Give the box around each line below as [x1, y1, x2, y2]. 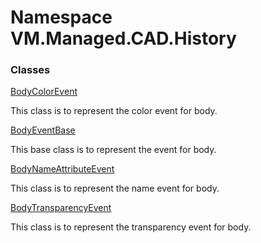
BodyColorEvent [10, 86, 78, 98]
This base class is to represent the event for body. [10, 144, 217, 156]
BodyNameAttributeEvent [10, 163, 115, 175]
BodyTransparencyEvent [10, 202, 112, 214]
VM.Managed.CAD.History [10, 27, 237, 50]
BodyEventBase [10, 124, 76, 136]
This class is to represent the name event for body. [10, 182, 220, 195]
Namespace [10, 6, 113, 29]
